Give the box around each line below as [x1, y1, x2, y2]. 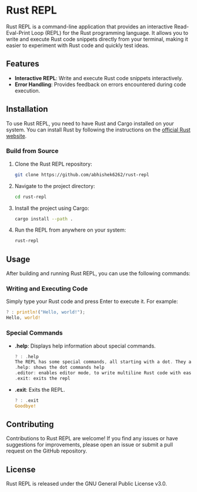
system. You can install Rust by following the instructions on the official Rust [6, 126, 191, 133]
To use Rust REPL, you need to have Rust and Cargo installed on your [6, 120, 175, 127]
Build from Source [6, 147, 59, 155]
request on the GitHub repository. [6, 447, 87, 454]
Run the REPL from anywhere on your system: [14, 226, 126, 233]
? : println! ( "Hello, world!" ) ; [6, 309, 85, 315]
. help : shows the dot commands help [14, 365, 105, 371]
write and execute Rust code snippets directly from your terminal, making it [6, 35, 188, 42]
